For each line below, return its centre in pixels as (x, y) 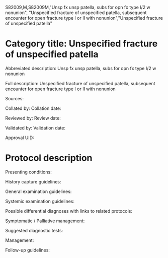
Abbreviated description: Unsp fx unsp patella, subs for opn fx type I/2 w (81, 68)
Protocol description (49, 158)
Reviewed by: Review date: (33, 118)
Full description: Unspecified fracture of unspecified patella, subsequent (80, 83)
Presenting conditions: (28, 172)
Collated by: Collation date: (33, 108)
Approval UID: (20, 138)
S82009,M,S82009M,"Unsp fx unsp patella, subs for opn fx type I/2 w (78, 7)
